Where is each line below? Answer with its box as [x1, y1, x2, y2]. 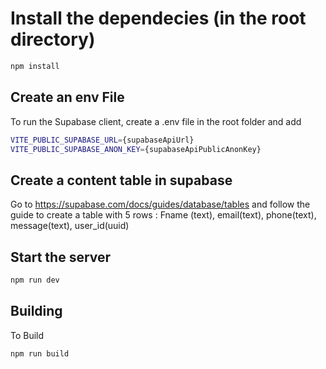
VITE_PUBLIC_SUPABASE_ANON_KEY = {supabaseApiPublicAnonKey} [10, 144, 262, 154]
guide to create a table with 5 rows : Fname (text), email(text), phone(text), [10, 209, 317, 221]
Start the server [10, 248, 112, 266]
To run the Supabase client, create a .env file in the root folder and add [10, 115, 302, 127]
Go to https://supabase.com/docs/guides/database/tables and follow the [10, 198, 311, 211]
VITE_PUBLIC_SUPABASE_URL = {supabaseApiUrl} [10, 135, 195, 145]
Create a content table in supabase [10, 172, 233, 189]
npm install [10, 61, 60, 71]
